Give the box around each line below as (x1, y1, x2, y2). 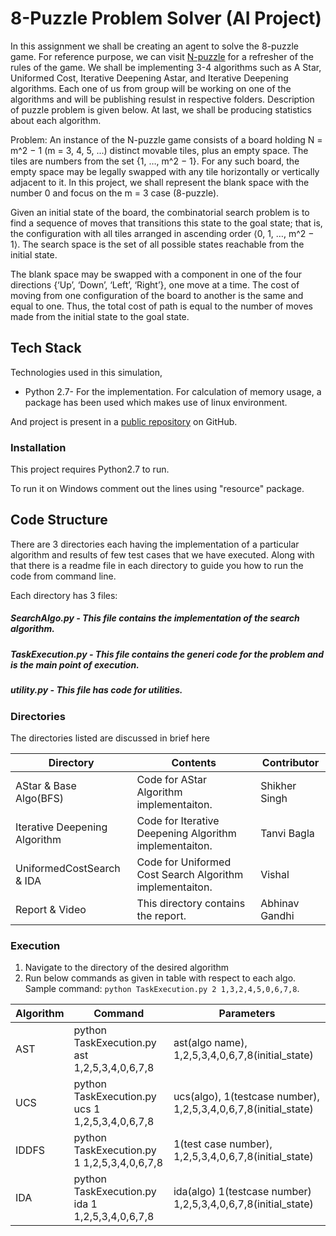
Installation (10, 440, 67, 454)
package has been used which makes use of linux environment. (24, 396, 288, 408)
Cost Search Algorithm (136, 867, 244, 881)
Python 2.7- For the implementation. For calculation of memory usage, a (24, 385, 322, 397)
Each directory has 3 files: (10, 589, 118, 601)
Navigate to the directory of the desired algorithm (24, 962, 230, 974)
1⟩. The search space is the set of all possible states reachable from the (10, 238, 305, 250)
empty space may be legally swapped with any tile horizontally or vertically (10, 165, 320, 177)
